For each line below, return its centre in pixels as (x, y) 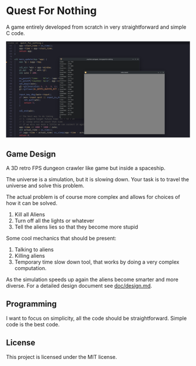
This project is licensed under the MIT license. (62, 357)
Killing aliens (30, 256)
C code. (15, 33)
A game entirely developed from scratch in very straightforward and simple (96, 27)
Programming (32, 304)
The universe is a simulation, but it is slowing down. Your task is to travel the (98, 179)
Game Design (31, 154)
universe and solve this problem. (45, 186)
